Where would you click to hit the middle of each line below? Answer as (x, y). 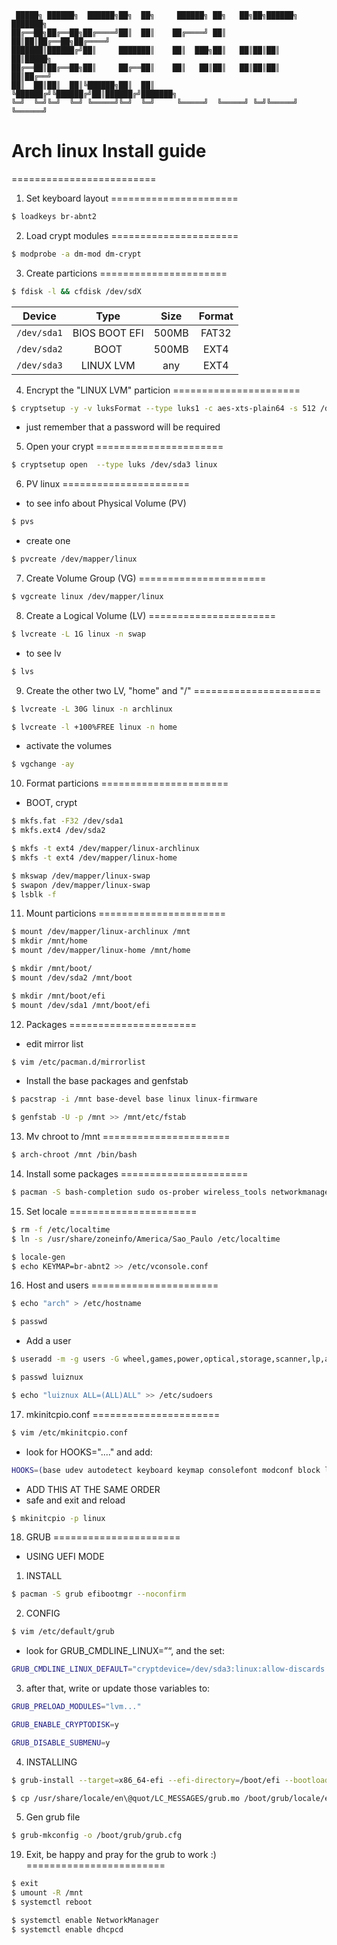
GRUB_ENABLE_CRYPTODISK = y (65, 1724)
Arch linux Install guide (109, 151)
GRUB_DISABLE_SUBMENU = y (61, 1742)
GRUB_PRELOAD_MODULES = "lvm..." (76, 1707)
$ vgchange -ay (43, 764)
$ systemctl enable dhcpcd (67, 1929)
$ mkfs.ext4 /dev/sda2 (58, 831)
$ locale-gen (38, 1257)
